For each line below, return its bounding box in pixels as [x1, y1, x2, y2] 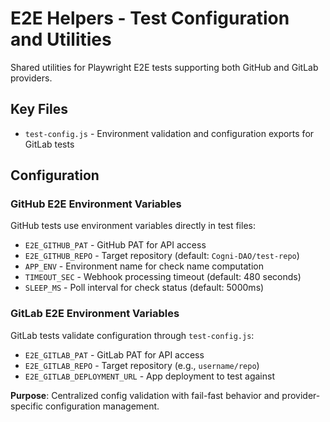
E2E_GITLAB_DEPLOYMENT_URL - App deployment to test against [24, 370, 275, 382]
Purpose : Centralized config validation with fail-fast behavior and [10, 389, 280, 401]
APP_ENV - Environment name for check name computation [24, 260, 264, 272]
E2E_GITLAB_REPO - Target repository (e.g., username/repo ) [24, 359, 260, 371]
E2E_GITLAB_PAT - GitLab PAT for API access [24, 348, 205, 361]
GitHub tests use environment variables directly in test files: [10, 220, 256, 232]
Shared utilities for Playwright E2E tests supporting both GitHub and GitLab [10, 61, 319, 73]
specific [10, 400, 44, 412]
